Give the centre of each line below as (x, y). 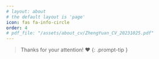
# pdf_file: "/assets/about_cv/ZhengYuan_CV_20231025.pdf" (80, 33)
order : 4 (17, 28)
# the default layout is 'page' (46, 17)
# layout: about (26, 11)
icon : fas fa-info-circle (38, 22)
